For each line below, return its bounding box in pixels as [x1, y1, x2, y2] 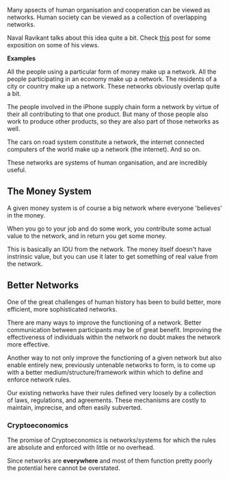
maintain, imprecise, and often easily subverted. [7, 403, 142, 411]
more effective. [7, 340, 50, 349]
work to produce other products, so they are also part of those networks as [7, 117, 219, 126]
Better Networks [7, 279, 79, 291]
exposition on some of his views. [7, 41, 100, 49]
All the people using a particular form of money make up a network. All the [7, 68, 217, 75]
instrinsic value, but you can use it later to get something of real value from [7, 252, 219, 260]
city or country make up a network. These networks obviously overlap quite [7, 82, 221, 90]
